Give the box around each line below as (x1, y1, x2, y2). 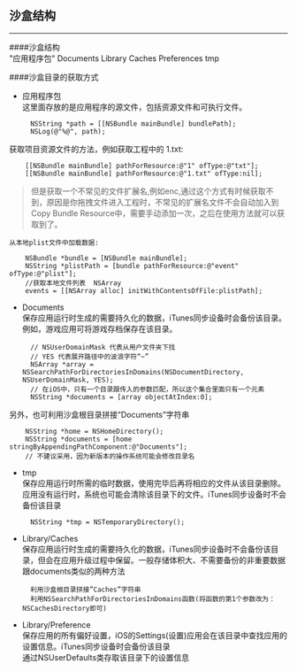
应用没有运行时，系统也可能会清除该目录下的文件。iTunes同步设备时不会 (21, 489, 287, 499)
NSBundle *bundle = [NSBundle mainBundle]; (25, 253, 188, 263)
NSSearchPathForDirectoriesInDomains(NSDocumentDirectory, (21, 367, 245, 376)
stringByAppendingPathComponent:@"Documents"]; (9, 442, 188, 451)
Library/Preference (21, 619, 91, 630)
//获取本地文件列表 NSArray (25, 278, 122, 288)
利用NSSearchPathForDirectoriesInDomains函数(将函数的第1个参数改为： (30, 594, 276, 604)
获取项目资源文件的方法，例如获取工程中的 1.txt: (9, 143, 184, 154)
